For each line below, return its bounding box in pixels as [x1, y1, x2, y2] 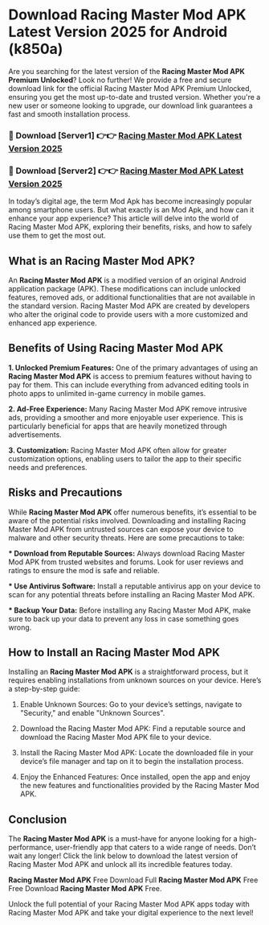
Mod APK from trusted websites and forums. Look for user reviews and [8, 557, 243, 567]
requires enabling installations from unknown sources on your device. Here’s [8, 675, 262, 685]
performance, [8, 843, 54, 853]
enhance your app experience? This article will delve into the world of [8, 213, 239, 223]
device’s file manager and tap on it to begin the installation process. [19, 757, 244, 766]
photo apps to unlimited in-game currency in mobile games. [8, 388, 206, 398]
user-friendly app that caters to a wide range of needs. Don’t [55, 843, 257, 853]
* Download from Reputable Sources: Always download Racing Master [8, 548, 245, 558]
